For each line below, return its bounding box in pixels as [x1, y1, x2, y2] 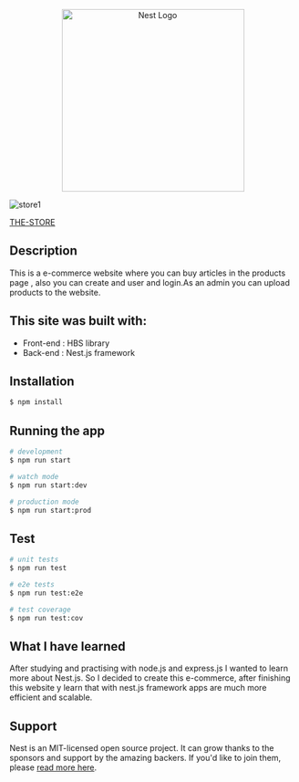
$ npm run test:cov [9, 613, 84, 622]
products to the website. [9, 287, 101, 297]
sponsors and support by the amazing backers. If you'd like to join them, [9, 753, 281, 764]
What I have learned [9, 639, 126, 654]
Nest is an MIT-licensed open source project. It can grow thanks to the [9, 743, 274, 754]
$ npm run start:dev [9, 480, 88, 490]
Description [9, 243, 77, 259]
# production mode [9, 497, 79, 506]
